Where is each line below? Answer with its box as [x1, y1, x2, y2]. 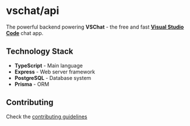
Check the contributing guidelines [6, 113, 87, 120]
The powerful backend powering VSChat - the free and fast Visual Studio [6, 23, 184, 30]
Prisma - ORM [14, 80, 50, 87]
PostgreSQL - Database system [14, 74, 92, 81]
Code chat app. [6, 29, 44, 36]
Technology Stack [6, 47, 73, 57]
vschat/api [6, 4, 59, 17]
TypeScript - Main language [14, 62, 83, 69]
